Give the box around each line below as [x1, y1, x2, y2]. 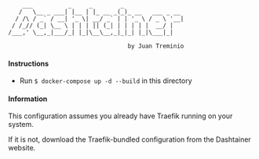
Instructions [8, 59, 49, 68]
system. [8, 120, 34, 129]
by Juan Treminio [127, 42, 184, 50]
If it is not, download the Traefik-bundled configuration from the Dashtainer [8, 135, 251, 144]
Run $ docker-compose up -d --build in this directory [19, 76, 192, 85]
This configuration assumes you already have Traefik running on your [8, 111, 233, 121]
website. [8, 143, 36, 153]
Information [8, 94, 48, 103]
